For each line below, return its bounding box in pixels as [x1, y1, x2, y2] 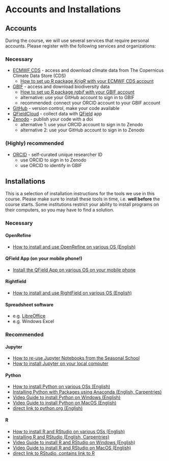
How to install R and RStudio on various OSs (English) [12, 428, 125, 434]
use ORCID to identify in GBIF [20, 162, 82, 168]
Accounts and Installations [5, 4, 121, 15]
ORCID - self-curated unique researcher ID [12, 151, 103, 157]
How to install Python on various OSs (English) [12, 383, 110, 389]
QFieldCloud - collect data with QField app [12, 111, 102, 117]
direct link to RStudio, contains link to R [12, 450, 95, 456]
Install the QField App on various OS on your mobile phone [12, 267, 136, 273]
